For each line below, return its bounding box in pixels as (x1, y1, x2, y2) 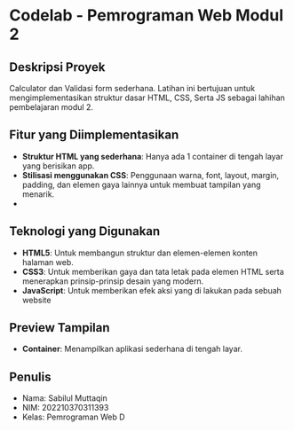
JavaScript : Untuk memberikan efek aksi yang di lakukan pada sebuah (21, 285, 282, 295)
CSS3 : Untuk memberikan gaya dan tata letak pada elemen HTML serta (21, 266, 284, 277)
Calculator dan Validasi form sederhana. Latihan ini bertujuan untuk (9, 83, 256, 93)
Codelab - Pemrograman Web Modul (9, 5, 284, 26)
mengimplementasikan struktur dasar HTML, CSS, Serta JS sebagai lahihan (9, 92, 286, 103)
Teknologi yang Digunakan (9, 223, 161, 239)
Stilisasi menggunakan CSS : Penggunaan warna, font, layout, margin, (21, 169, 280, 180)
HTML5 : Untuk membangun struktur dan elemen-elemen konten (21, 247, 258, 258)
